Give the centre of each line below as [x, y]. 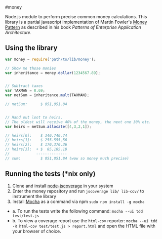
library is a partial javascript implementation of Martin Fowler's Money [76, 22]
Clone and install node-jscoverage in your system [63, 186]
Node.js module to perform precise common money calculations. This [76, 17]
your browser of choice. [37, 231]
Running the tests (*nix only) [50, 174]
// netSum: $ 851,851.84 [36, 104]
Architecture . [18, 32]
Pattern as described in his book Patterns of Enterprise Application [73, 27]
